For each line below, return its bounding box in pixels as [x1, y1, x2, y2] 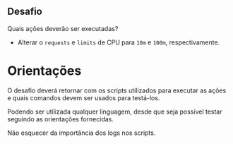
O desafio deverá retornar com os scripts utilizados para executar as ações [7, 86, 227, 95]
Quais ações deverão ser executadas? [7, 24, 119, 32]
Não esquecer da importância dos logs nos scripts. [7, 128, 156, 137]
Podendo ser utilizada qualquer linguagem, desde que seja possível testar [7, 107, 222, 116]
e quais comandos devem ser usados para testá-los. [7, 93, 160, 102]
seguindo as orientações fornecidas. [7, 114, 114, 123]
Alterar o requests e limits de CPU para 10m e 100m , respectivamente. [17, 38, 220, 47]
